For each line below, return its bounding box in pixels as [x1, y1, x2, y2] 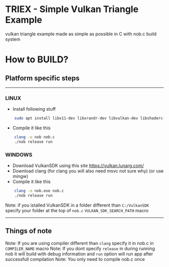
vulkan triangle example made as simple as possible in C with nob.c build [5, 31, 157, 37]
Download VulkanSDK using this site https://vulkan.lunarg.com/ [12, 162, 144, 169]
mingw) [12, 173, 29, 180]
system [5, 36, 21, 42]
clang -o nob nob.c [14, 135, 55, 140]
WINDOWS [5, 151, 33, 158]
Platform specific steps [5, 74, 79, 82]
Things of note [5, 227, 52, 235]
